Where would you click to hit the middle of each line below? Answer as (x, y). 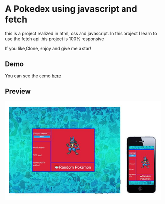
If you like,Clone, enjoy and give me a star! (48, 48)
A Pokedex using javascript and (71, 9)
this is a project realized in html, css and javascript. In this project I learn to (81, 33)
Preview (18, 92)
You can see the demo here (33, 76)
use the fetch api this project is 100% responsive (55, 39)
